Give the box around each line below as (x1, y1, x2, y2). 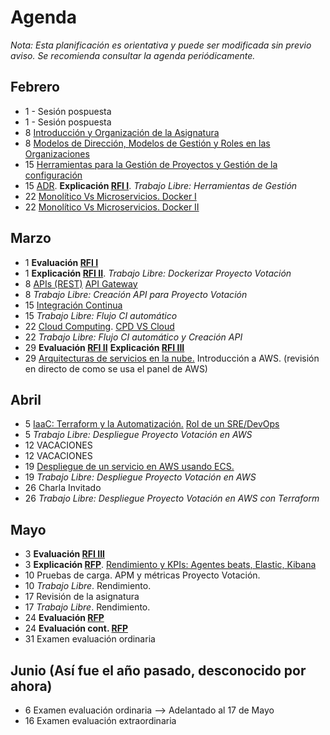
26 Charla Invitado (24, 482, 102, 494)
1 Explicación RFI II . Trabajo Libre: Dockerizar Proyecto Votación (24, 267, 292, 279)
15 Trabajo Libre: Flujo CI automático (24, 309, 178, 321)
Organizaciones (24, 147, 90, 160)
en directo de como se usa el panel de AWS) (24, 362, 208, 375)
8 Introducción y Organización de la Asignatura (24, 126, 220, 138)
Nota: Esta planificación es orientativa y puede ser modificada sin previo (10, 39, 312, 51)
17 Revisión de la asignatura (24, 591, 140, 603)
